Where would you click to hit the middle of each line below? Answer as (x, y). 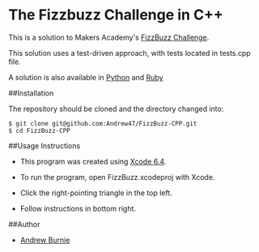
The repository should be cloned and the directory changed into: (116, 109)
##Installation (31, 93)
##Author (24, 224)
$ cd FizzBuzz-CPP (39, 130)
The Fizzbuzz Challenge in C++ (116, 15)
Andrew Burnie (45, 240)
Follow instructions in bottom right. (78, 208)
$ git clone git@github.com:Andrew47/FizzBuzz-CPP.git (103, 123)
